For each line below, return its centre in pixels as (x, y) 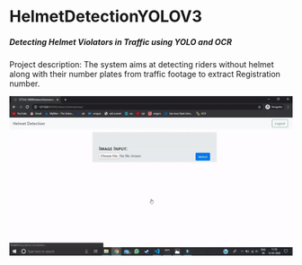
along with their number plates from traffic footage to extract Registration (145, 75)
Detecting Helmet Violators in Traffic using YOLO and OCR (120, 41)
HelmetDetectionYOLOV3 (106, 17)
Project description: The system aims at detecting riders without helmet (142, 65)
